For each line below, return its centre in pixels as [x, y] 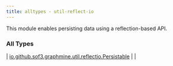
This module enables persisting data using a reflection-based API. [87, 28]
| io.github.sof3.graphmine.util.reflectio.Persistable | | [71, 56]
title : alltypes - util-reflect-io [50, 11]
